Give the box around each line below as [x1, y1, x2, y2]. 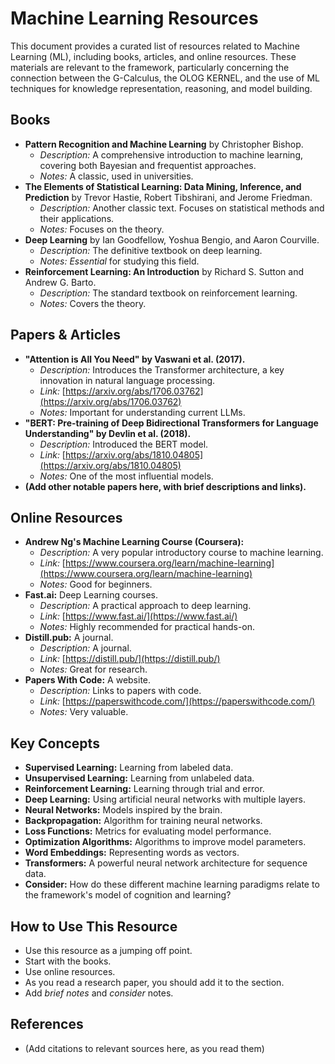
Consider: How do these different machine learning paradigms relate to [24, 878, 320, 891]
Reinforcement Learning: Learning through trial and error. [24, 783, 265, 795]
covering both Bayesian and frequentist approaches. [39, 159, 257, 171]
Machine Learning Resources [10, 7, 259, 30]
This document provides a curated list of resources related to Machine [10, 40, 300, 52]
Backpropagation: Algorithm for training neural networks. [24, 815, 263, 827]
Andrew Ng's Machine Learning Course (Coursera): [24, 536, 245, 548]
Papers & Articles [10, 327, 121, 344]
